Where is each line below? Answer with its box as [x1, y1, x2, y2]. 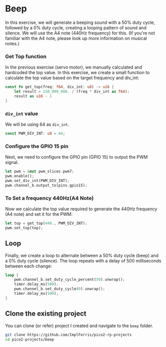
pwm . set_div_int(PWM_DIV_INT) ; [5, 178, 70, 183]
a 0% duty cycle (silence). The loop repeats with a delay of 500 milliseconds [5, 258, 162, 263]
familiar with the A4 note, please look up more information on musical [5, 35, 147, 41]
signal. [5, 160, 19, 166]
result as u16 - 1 [14, 93, 52, 98]
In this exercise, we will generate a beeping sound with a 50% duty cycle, [5, 19, 155, 25]
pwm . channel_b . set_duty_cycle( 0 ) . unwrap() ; [14, 286, 106, 291]
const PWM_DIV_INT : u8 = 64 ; [5, 131, 65, 136]
